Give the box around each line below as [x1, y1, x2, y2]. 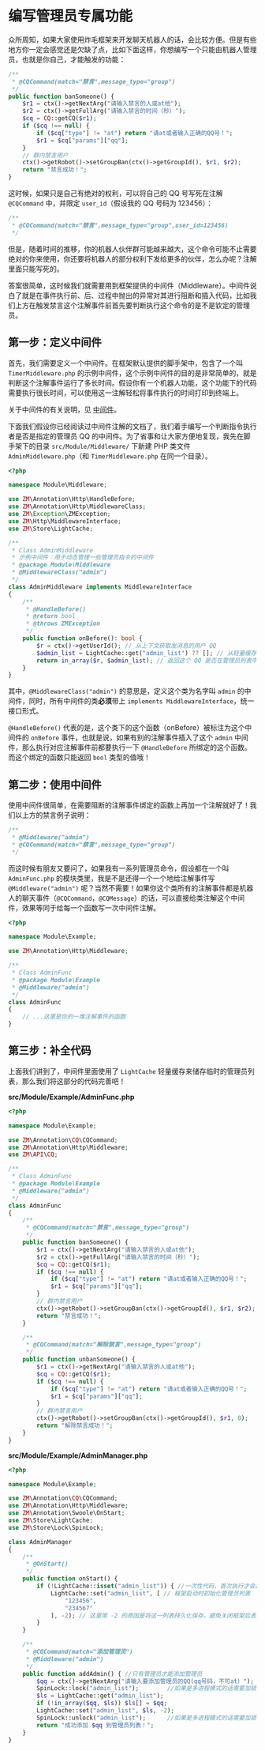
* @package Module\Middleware [11, 561, 111, 569]
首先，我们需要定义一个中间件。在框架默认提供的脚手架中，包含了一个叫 [8, 358, 243, 367]
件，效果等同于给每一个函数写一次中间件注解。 [8, 902, 160, 913]
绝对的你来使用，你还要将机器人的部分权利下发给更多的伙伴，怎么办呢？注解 [8, 254, 257, 263]
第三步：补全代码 [8, 1044, 91, 1057]
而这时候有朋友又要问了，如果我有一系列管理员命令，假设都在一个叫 [8, 863, 230, 873]
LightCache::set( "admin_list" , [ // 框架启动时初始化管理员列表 [50, 1589, 251, 1597]
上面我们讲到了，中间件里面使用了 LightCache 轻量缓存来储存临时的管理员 [8, 1066, 248, 1075]
